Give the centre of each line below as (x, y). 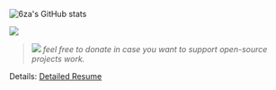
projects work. (58, 59)
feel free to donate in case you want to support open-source (155, 49)
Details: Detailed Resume (56, 76)
